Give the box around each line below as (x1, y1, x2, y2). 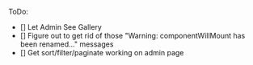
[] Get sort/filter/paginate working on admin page (19, 48, 184, 57)
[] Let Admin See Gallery (19, 22, 103, 31)
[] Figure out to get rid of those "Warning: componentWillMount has (19, 31, 246, 40)
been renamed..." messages (19, 39, 114, 49)
